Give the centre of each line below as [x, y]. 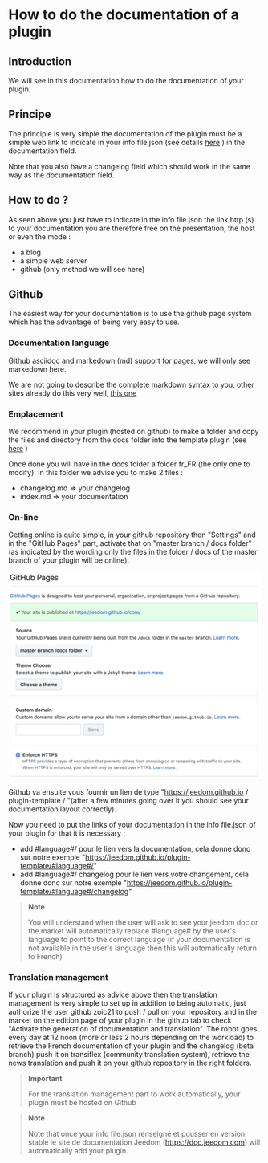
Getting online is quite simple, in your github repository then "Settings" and [132, 535]
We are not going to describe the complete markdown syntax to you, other [131, 384]
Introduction [40, 61]
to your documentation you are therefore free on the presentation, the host [132, 228]
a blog [30, 252]
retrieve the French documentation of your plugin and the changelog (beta [131, 1046]
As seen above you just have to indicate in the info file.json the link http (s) [131, 219]
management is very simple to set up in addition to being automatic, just [127, 1003]
